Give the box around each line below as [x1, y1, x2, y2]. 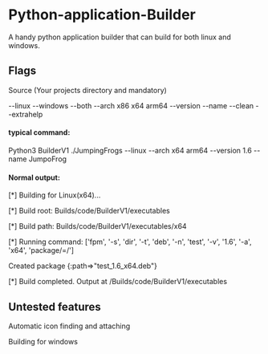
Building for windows [8, 336, 79, 346]
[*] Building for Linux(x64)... [8, 190, 101, 200]
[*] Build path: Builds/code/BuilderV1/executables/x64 [8, 222, 187, 231]
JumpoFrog [28, 154, 67, 164]
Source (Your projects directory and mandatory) [8, 85, 167, 95]
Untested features [8, 299, 102, 314]
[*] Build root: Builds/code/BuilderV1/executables [8, 206, 170, 216]
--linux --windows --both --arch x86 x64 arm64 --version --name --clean [8, 100, 254, 110]
